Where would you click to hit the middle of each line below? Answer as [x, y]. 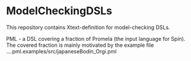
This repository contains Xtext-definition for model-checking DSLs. [88, 27]
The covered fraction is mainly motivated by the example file [80, 45]
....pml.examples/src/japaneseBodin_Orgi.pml [61, 51]
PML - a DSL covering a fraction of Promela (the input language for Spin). [96, 38]
